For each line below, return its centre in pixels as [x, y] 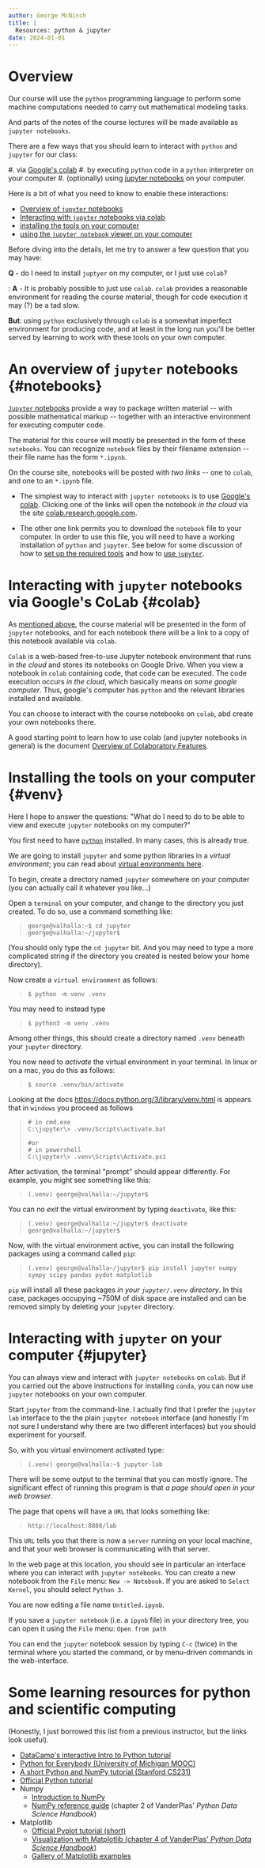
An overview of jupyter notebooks [123, 369]
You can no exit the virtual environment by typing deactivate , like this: [122, 1209]
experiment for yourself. [47, 1434]
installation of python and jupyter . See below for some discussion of [131, 545]
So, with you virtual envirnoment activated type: [86, 1449]
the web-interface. [39, 1660]
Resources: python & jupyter [63, 30]
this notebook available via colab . [62, 641]
